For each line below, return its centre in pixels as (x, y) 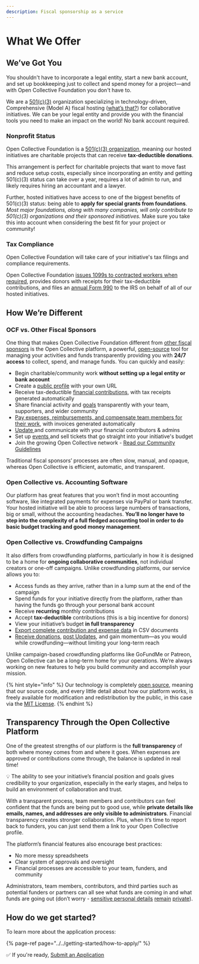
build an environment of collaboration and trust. (64, 790)
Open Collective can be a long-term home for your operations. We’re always (99, 661)
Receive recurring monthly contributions (64, 611)
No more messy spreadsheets (52, 856)
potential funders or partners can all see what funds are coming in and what (99, 893)
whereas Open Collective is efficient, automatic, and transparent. (86, 467)
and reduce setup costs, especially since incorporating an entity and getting (99, 173)
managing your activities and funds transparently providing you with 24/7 (96, 355)
